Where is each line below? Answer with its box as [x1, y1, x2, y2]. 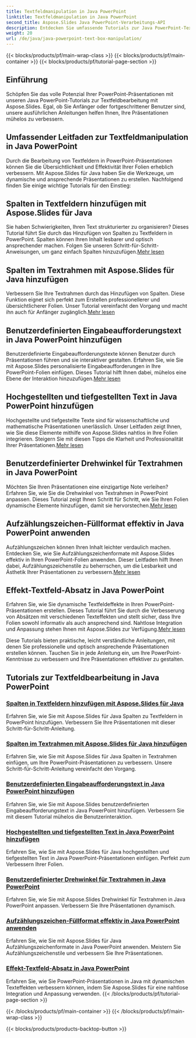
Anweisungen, [6, 248, 41, 255]
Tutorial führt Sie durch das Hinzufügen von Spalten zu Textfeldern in [6, 229, 173, 237]
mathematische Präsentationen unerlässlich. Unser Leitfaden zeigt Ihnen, [6, 422, 182, 430]
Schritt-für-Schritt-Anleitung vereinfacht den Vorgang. [6, 765, 136, 772]
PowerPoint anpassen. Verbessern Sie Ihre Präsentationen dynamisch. [6, 902, 176, 909]
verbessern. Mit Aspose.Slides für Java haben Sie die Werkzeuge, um [6, 169, 174, 176]
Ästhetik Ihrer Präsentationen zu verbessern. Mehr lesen [6, 568, 141, 575]
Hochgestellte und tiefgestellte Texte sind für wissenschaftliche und [6, 417, 170, 424]
